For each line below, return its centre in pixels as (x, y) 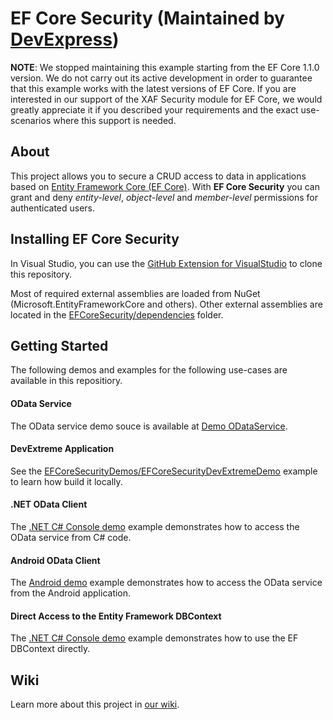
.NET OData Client (49, 504)
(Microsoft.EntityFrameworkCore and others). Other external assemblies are (166, 304)
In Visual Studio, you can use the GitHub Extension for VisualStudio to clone (166, 263)
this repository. (41, 274)
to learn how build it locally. (66, 481)
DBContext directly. (50, 649)
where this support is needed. (115, 120)
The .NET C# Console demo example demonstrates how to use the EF (154, 638)
